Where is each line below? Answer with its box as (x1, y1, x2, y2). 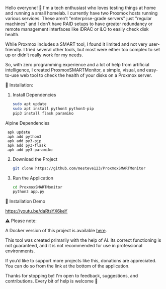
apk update (7, 130, 30, 135)
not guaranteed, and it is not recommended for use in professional (5, 243, 142, 249)
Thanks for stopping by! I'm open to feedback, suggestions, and (5, 273, 138, 279)
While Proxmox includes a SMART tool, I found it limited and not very (5, 41, 147, 47)
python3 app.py (12, 189, 45, 195)
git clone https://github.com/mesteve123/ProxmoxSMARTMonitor (12, 166, 146, 171)
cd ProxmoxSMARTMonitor (12, 184, 63, 189)
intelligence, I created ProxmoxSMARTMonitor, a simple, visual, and (5, 67, 145, 73)
